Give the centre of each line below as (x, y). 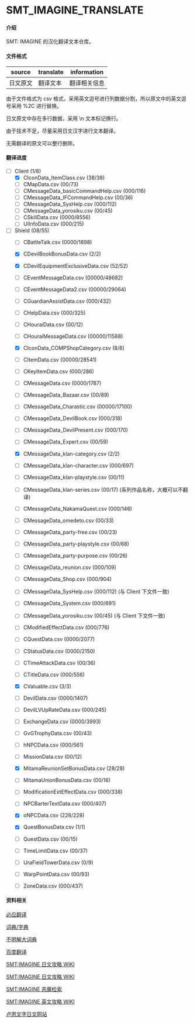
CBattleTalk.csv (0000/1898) (58, 242)
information (87, 72)
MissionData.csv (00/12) (53, 757)
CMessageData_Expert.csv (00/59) (66, 442)
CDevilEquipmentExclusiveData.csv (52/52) (76, 266)
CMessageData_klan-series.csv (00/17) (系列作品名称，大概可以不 (103, 489)
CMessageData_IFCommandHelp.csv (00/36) (78, 197)
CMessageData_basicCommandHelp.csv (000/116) (84, 190)
